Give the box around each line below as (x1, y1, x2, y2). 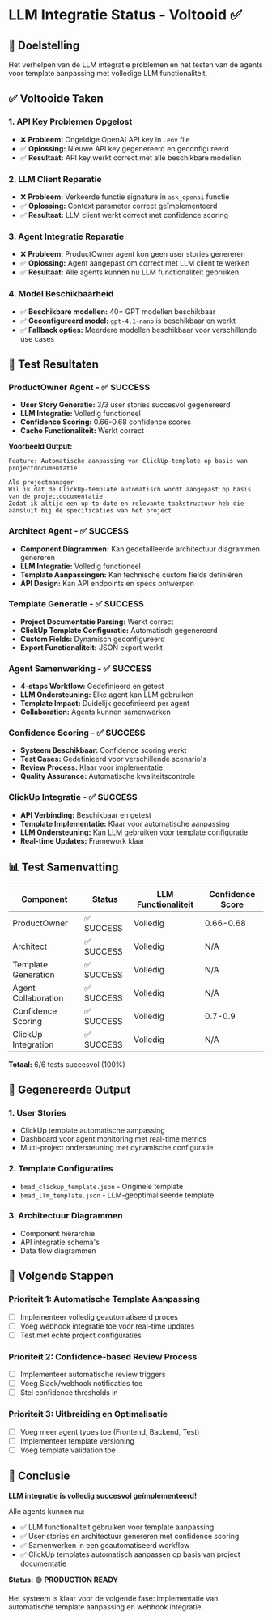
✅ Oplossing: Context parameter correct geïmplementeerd (19, 201, 218, 210)
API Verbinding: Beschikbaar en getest (19, 810, 151, 819)
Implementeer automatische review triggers (19, 1370, 166, 1380)
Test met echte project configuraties (19, 1330, 142, 1340)
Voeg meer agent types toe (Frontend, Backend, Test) (19, 1427, 200, 1436)
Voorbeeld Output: (8, 441, 73, 451)
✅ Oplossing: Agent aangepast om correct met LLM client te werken (19, 258, 250, 268)
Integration (12, 1039, 54, 1050)
